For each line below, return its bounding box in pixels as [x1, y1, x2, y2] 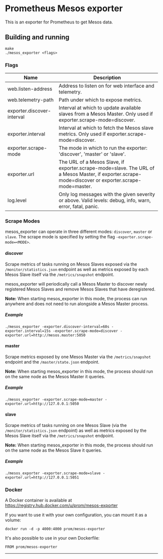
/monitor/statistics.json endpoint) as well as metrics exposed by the [5, 427, 147, 433]
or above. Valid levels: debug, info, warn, [58, 197, 151, 204]
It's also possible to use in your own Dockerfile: [5, 535, 100, 541]
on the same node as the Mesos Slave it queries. [5, 447, 102, 453]
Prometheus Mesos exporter [5, 3, 123, 14]
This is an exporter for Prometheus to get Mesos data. [5, 19, 113, 25]
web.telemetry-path [7, 96, 54, 103]
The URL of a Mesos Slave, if [58, 159, 125, 166]
